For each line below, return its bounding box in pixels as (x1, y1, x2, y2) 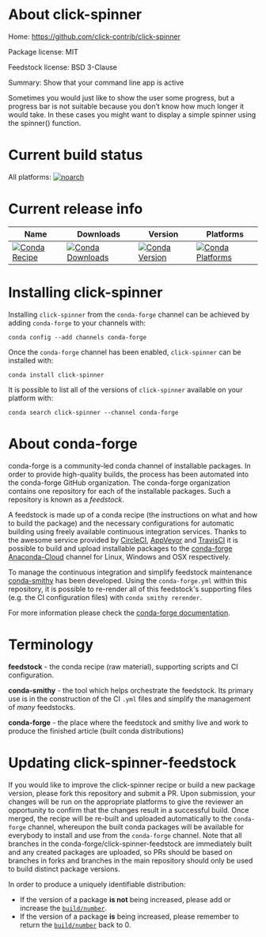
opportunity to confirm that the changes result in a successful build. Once (8, 805, 249, 814)
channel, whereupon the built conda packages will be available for (27, 821, 244, 832)
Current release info (8, 200, 143, 218)
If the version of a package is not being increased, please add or (19, 894, 231, 904)
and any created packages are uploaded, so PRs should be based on (8, 847, 233, 856)
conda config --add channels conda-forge (8, 333, 147, 341)
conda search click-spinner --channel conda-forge (8, 408, 179, 416)
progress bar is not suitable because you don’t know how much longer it (8, 101, 244, 111)
